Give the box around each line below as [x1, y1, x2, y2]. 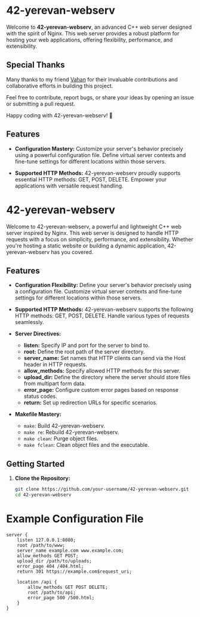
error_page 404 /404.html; [17, 563, 84, 569]
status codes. [23, 393, 58, 400]
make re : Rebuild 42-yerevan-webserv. [23, 429, 119, 436]
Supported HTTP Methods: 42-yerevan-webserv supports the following [14, 306, 194, 313]
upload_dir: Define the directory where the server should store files [23, 374, 191, 381]
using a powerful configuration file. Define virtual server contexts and [14, 151, 186, 159]
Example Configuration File [6, 512, 144, 526]
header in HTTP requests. [23, 361, 88, 368]
